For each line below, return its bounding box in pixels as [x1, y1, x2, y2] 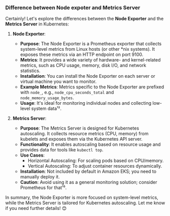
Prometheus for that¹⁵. [20, 184, 67, 191]
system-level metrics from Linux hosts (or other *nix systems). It [20, 46, 155, 52]
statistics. [20, 68, 41, 74]
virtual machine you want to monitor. [20, 78, 97, 85]
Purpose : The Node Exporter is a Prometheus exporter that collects [20, 41, 162, 47]
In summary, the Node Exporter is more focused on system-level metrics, [5, 195, 158, 201]
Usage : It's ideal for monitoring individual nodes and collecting [20, 100, 152, 106]
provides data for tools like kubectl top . [20, 147, 104, 153]
